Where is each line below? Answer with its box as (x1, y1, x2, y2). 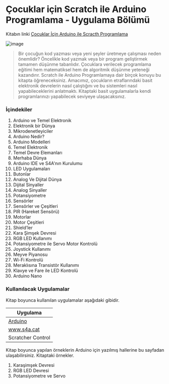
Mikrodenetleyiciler (13, 128, 53, 134)
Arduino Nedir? (13, 134, 45, 140)
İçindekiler (6, 106, 32, 113)
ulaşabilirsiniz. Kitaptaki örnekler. (6, 352, 75, 358)
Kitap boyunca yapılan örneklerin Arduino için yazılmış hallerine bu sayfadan (6, 347, 164, 353)
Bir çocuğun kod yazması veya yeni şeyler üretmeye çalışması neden (18, 50, 161, 57)
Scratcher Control (8, 334, 50, 341)
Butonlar (13, 171, 31, 177)
